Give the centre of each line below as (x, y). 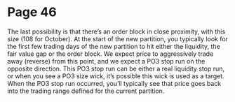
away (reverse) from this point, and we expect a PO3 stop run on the (106, 61)
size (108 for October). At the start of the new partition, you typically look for (117, 38)
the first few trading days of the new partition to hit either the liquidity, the (114, 46)
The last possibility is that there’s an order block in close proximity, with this (116, 31)
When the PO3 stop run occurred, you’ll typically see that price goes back (114, 83)
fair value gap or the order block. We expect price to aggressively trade (110, 54)
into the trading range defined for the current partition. (86, 91)
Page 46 (32, 12)
